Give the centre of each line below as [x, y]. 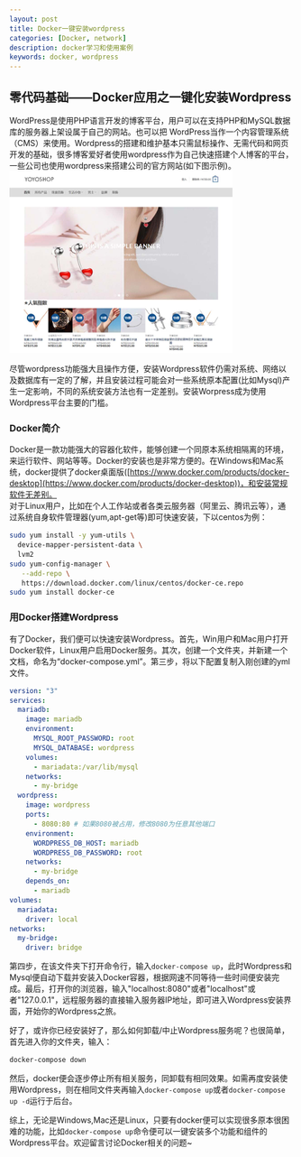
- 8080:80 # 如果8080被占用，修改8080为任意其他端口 [124, 824]
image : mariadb [54, 719]
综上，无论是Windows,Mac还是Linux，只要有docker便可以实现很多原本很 [146, 1120]
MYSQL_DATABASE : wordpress [84, 748]
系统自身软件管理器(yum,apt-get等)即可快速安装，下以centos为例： [142, 517]
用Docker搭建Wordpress [64, 617]
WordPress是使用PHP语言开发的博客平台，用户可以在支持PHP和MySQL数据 [150, 120]
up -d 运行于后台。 [43, 1101]
